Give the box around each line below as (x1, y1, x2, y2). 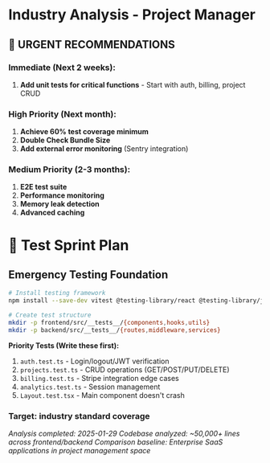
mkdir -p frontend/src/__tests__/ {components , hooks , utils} (8, 319, 211, 327)
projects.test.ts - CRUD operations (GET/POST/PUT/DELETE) (19, 364, 230, 375)
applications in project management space (8, 446, 151, 456)
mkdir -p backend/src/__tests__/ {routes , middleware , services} (8, 326, 221, 334)
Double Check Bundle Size (19, 135, 111, 145)
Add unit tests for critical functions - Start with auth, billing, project (19, 80, 246, 89)
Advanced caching (19, 207, 85, 218)
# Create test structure (8, 311, 92, 319)
